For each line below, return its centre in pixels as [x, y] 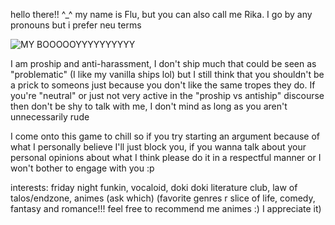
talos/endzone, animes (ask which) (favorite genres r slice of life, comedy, [163, 198]
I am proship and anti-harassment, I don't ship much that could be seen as [163, 63]
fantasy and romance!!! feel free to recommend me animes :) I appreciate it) [166, 208]
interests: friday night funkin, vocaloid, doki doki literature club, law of [154, 187]
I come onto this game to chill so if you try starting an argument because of [165, 136]
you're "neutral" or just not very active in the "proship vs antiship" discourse [167, 95]
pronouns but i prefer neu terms [76, 25]
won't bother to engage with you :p [82, 168]
